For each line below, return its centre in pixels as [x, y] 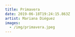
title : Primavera [22, 9]
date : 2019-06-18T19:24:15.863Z [37, 14]
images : [13, 23]
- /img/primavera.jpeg [32, 27]
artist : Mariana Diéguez [30, 18]
